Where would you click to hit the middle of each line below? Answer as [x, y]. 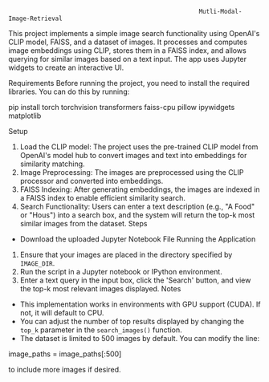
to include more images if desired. [65, 370]
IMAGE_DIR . [37, 263]
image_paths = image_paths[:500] [65, 354]
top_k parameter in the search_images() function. [101, 330]
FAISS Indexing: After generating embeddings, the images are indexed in [140, 189]
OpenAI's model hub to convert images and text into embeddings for [133, 155]
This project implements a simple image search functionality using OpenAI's [134, 33]
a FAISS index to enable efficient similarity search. [103, 198]
